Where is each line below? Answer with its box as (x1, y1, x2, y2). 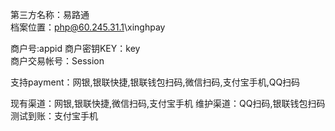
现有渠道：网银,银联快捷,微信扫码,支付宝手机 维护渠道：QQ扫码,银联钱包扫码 (10, 98, 326, 109)
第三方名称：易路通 (10, 9, 90, 20)
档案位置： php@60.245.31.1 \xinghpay (10, 21, 166, 33)
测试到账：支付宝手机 (10, 110, 98, 122)
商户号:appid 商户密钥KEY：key (10, 43, 141, 54)
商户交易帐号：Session (10, 55, 105, 67)
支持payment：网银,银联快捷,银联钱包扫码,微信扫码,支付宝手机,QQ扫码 (10, 76, 301, 88)
